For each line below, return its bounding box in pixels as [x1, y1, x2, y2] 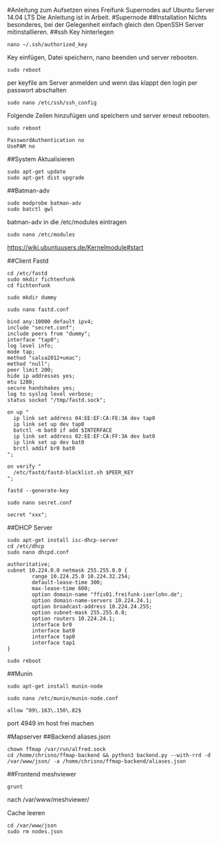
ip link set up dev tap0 [13, 421, 85, 428]
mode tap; [7, 348, 36, 355]
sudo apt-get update [7, 168, 67, 175]
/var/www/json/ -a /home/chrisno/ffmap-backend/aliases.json [7, 758, 187, 765]
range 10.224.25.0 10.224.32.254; [32, 573, 131, 580]
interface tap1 [32, 639, 76, 646]
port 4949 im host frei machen [7, 719, 94, 727]
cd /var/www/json [7, 822, 57, 829]
